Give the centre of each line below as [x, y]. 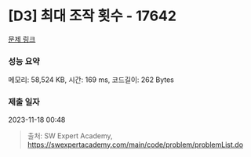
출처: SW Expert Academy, [70, 136]
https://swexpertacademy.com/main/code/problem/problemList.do [135, 145]
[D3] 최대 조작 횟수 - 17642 [92, 16]
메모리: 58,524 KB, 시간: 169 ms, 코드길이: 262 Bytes [91, 80]
